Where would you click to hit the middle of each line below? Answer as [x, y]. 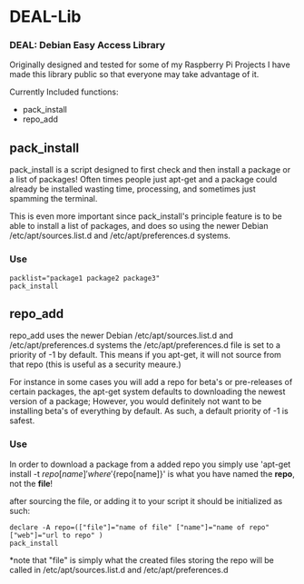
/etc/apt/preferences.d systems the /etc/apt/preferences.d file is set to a [145, 345]
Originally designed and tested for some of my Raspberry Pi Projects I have [150, 64]
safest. [22, 421]
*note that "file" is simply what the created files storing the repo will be [142, 559]
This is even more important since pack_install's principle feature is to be [146, 216]
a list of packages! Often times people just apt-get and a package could [143, 180]
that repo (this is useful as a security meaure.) [95, 364]
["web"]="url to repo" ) [56, 535]
